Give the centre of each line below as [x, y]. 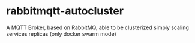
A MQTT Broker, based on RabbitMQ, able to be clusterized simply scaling [97, 27]
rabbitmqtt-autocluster [65, 11]
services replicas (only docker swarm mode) [61, 33]
